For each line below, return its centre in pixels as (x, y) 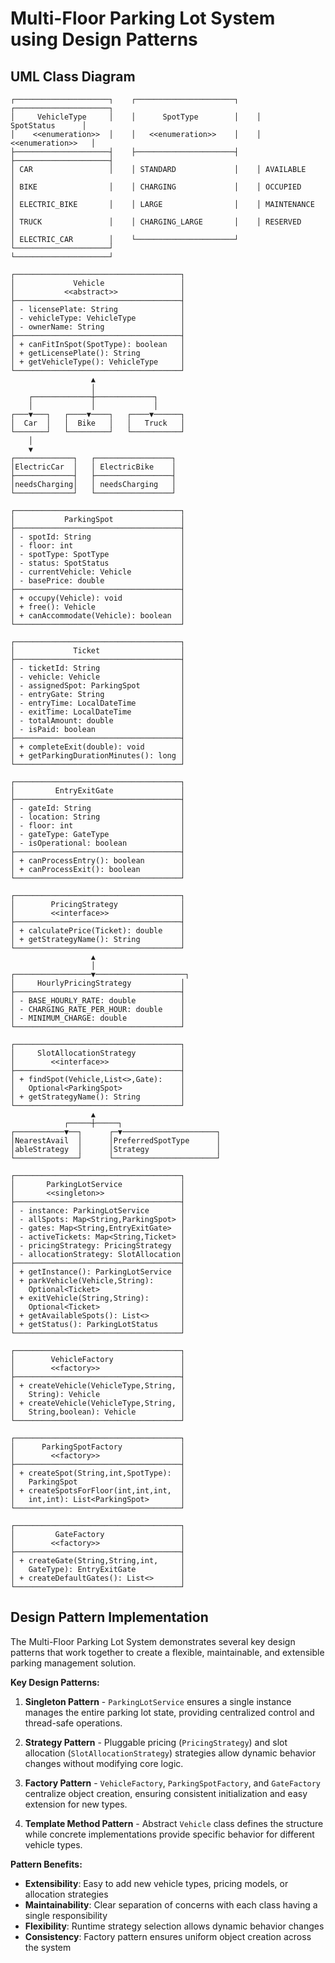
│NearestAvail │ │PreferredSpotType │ (116, 1141)
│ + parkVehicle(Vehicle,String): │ (98, 1281)
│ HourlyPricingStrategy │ (98, 983)
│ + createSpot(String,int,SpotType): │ (98, 1473)
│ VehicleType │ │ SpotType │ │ (136, 117)
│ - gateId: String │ (98, 808)
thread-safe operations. (73, 1723)
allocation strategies (66, 1894)
